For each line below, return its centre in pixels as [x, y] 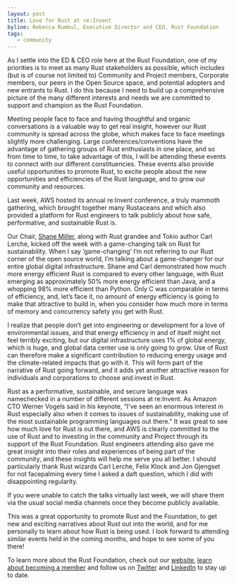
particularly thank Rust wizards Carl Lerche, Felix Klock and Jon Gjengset [114, 466]
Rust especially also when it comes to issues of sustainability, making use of [118, 414]
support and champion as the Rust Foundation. [75, 105]
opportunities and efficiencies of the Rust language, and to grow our [106, 179]
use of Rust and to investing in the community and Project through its [108, 437]
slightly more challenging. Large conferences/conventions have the [105, 141]
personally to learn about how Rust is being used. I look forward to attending [118, 531]
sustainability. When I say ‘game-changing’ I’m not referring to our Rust [110, 252]
